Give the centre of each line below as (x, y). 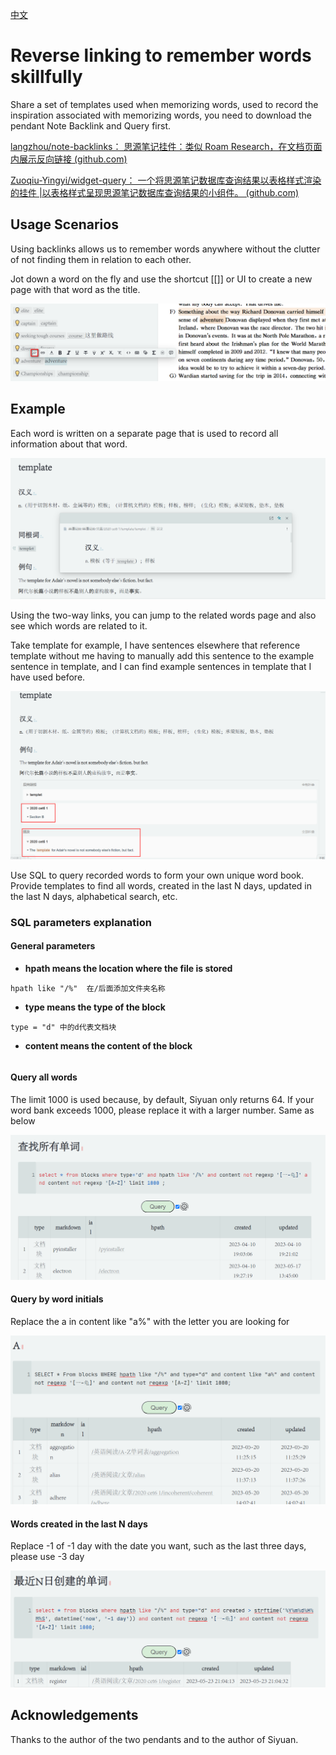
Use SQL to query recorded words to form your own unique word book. (157, 875)
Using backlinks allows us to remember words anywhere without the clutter (165, 249)
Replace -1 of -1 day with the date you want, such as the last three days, (158, 1546)
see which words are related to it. (79, 626)
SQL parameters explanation (81, 922)
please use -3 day (47, 1557)
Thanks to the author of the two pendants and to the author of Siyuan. (154, 1739)
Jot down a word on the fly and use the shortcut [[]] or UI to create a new (161, 279)
